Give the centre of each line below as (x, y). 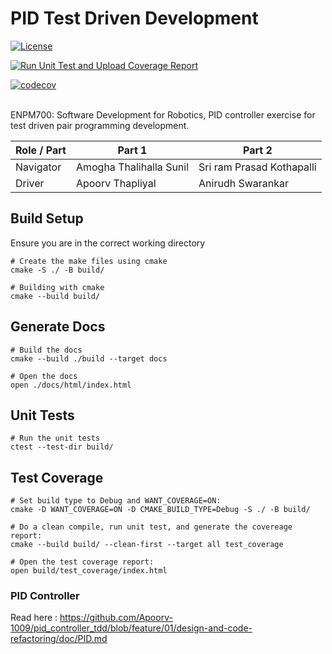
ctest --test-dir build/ (62, 447)
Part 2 (258, 150)
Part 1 (132, 150)
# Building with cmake (57, 287)
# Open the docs (44, 376)
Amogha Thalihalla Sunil (132, 167)
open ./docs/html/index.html (71, 385)
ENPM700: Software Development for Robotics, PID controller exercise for (163, 114)
